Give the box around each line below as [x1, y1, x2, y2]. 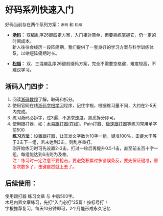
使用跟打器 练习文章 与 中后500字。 [5, 193, 77, 199]
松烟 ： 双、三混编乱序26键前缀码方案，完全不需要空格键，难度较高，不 [12, 61, 156, 66]
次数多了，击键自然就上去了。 [16, 163, 77, 169]
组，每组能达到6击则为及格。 [12, 151, 71, 157]
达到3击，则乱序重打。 [49, 139, 95, 145]
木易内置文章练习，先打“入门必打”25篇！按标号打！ [5, 199, 109, 205]
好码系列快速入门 [5, 4, 74, 16]
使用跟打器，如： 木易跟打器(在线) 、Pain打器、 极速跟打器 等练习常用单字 [12, 121, 158, 127]
